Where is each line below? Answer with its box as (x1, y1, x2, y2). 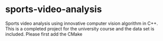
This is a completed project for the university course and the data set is (5, 25, 155, 31)
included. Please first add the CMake (5, 31, 83, 37)
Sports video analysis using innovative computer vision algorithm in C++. (5, 20, 158, 26)
